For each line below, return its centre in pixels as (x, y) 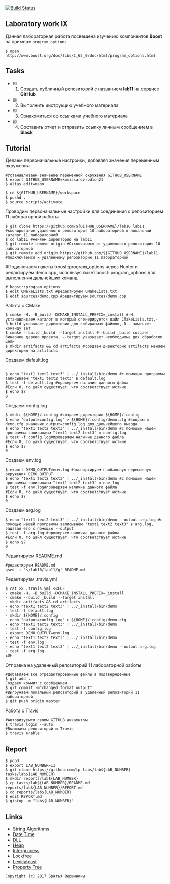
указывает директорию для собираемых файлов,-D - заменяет (88, 324)
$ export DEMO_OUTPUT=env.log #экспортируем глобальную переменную (78, 470)
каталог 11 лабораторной (32, 235)
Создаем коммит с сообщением (36, 683)
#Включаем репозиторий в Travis (39, 729)
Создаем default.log (27, 360)
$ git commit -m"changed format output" (49, 688)
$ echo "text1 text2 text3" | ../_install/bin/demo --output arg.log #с (84, 520)
